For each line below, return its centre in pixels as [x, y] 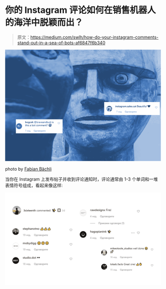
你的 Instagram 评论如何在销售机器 [76, 10]
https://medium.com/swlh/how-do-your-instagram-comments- [95, 37]
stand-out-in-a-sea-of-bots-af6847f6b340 [61, 43]
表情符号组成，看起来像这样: [34, 185]
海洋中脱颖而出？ [49, 23]
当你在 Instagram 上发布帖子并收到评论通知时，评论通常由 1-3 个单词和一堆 [82, 179]
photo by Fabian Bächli [28, 169]
